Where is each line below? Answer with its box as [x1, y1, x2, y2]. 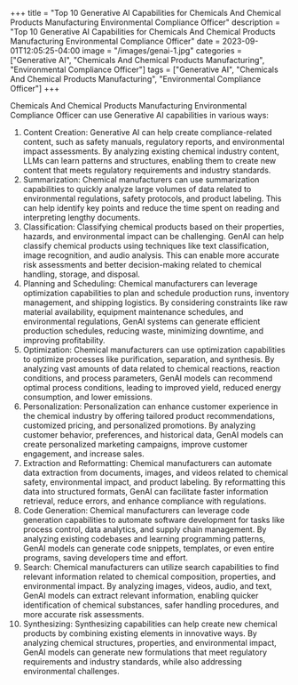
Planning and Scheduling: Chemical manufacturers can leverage [22, 278, 258, 288]
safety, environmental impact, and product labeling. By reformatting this [22, 477, 286, 488]
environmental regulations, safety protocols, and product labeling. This [22, 193, 282, 204]
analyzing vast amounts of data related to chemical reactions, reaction [22, 364, 280, 374]
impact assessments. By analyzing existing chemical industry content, [22, 146, 280, 157]
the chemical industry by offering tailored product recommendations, [22, 411, 276, 421]
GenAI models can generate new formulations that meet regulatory [22, 647, 268, 657]
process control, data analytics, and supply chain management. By [22, 524, 267, 535]
